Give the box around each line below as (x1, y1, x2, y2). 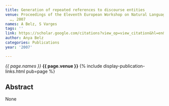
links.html (5, 68, 25, 74)
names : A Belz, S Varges (5, 21, 57, 27)
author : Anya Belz (5, 36, 44, 41)
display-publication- (103, 63, 145, 69)
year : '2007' (5, 45, 33, 50)
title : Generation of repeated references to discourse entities (5, 7, 145, 13)
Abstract (5, 83, 34, 91)
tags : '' (5, 26, 24, 31)
